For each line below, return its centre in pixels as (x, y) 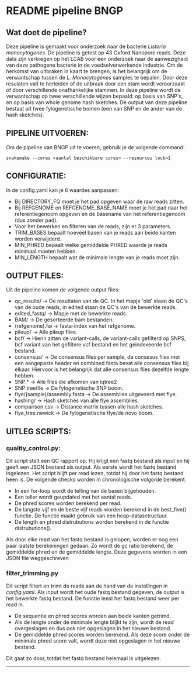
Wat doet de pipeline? (46, 32)
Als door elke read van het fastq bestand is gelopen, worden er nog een (92, 540)
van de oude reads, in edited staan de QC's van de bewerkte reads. (96, 307)
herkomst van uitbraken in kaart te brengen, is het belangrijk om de (87, 71)
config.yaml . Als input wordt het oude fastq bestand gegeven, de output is (95, 592)
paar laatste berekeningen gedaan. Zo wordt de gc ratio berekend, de (90, 546)
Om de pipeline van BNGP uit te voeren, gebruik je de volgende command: (95, 147)
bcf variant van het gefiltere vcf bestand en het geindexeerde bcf (93, 345)
